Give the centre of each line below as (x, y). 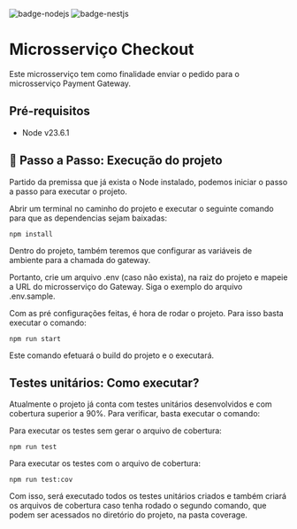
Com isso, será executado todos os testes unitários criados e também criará (148, 496)
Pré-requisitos (50, 111)
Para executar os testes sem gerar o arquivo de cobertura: (116, 431)
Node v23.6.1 (46, 132)
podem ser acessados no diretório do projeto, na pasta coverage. (128, 515)
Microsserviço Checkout (102, 50)
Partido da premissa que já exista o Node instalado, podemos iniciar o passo (148, 182)
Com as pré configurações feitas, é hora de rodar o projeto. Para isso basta (147, 313)
